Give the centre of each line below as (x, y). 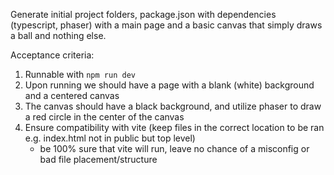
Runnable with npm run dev (80, 74)
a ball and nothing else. (58, 35)
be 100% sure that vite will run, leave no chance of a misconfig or (174, 148)
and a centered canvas (72, 95)
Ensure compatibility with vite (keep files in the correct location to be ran (174, 127)
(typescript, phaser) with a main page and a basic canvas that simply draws (166, 25)
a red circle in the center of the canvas (104, 117)
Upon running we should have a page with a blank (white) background (169, 85)
